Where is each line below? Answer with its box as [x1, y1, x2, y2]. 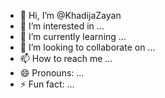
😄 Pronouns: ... [19, 67, 85, 79]
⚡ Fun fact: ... [19, 78, 75, 90]
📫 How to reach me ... [19, 53, 113, 64]
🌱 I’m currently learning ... [19, 31, 127, 42]
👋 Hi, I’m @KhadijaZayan [19, 10, 122, 21]
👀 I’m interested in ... [19, 20, 105, 32]
